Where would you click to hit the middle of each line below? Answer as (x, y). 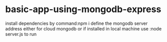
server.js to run (21, 34)
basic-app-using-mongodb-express (83, 9)
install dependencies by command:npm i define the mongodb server (76, 23)
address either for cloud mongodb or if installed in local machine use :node (83, 28)
